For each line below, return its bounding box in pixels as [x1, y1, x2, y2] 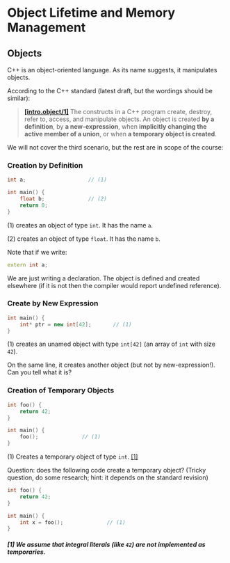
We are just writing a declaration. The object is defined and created [7, 273, 200, 283]
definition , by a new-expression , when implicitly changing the [24, 122, 207, 130]
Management [7, 19, 86, 35]
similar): [7, 94, 31, 102]
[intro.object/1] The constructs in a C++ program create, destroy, [24, 108, 213, 116]
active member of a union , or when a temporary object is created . [24, 130, 217, 138]
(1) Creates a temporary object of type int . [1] [7, 452, 138, 461]
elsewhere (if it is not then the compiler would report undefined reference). [7, 281, 222, 290]
